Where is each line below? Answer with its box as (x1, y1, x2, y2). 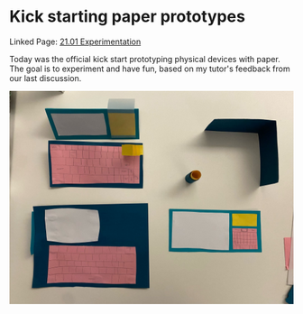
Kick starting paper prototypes (9, 6, 246, 27)
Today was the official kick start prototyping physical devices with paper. (9, 53, 281, 64)
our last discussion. (9, 72, 82, 83)
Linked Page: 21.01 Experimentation (9, 36, 142, 47)
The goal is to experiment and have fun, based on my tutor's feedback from (9, 63, 290, 74)
